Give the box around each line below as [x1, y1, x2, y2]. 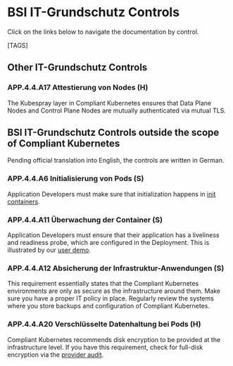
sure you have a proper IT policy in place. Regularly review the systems [7, 294, 215, 303]
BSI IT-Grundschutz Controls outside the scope [7, 127, 220, 139]
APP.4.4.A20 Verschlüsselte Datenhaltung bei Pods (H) [7, 320, 201, 329]
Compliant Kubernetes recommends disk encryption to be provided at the [7, 335, 221, 343]
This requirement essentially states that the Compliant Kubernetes [7, 279, 199, 288]
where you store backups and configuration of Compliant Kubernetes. [7, 302, 210, 310]
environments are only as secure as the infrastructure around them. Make [7, 286, 221, 296]
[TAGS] [7, 41, 28, 49]
